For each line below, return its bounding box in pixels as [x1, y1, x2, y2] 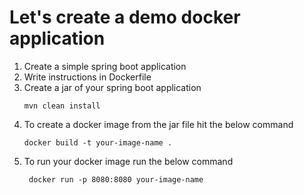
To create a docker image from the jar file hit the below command [23, 118, 294, 130]
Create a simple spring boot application [23, 60, 187, 72]
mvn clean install [23, 101, 101, 111]
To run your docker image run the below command [23, 155, 234, 167]
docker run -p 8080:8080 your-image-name [28, 174, 204, 185]
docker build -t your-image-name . [23, 137, 173, 148]
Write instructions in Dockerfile [23, 71, 152, 83]
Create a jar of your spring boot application [23, 81, 202, 93]
